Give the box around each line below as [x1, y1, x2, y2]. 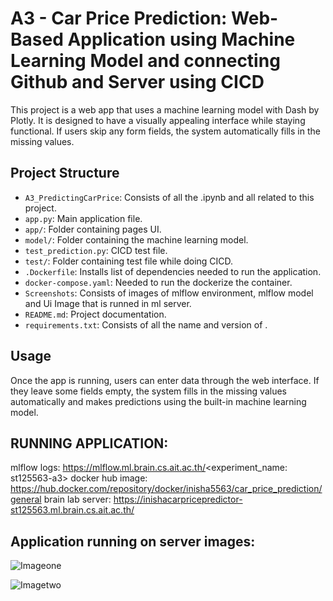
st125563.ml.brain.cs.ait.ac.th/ [10, 504, 135, 516]
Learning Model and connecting [10, 50, 281, 72]
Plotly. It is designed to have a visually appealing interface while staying [10, 114, 306, 126]
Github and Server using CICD [10, 71, 265, 94]
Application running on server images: [10, 533, 256, 550]
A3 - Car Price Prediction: [10, 7, 228, 30]
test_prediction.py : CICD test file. [24, 244, 168, 256]
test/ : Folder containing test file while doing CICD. [24, 255, 234, 267]
